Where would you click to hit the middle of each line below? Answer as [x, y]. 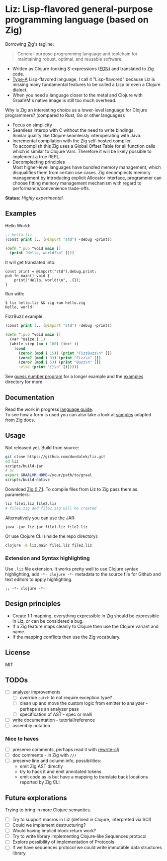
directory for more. [24, 382]
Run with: [15, 294]
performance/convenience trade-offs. [51, 188]
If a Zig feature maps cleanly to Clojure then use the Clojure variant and [85, 626]
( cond [20, 348]
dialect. [20, 90]
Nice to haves [22, 739]
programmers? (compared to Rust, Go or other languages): [65, 115]
